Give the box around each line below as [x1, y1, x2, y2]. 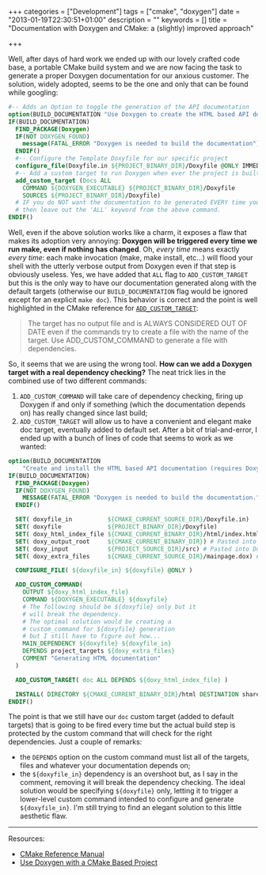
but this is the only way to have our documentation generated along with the [8, 278, 257, 287]
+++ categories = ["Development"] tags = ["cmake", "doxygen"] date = [8, 7, 241, 16]
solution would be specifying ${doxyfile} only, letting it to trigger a [19, 786, 239, 796]
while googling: [8, 88, 59, 97]
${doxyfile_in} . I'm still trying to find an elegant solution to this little [19, 803, 242, 812]
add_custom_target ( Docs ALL [15, 176, 112, 184]
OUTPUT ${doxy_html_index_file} [22, 589, 129, 597]
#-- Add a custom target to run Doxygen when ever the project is [15, 169, 239, 177]
